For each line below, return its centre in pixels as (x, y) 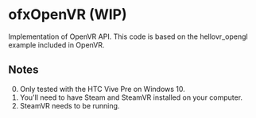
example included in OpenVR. (56, 44)
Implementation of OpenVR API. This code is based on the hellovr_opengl (128, 36)
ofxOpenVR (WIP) (68, 15)
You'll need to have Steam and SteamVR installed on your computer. (131, 97)
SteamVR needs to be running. (70, 105)
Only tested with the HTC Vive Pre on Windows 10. (102, 89)
